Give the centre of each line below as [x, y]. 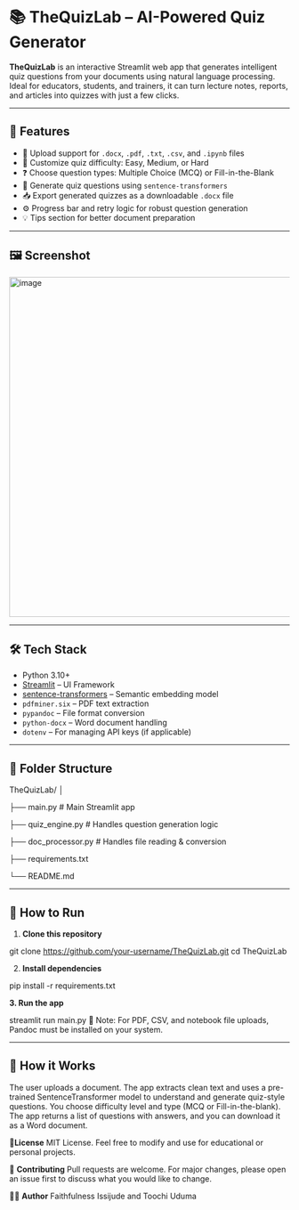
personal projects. [42, 1152]
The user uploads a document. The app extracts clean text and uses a [138, 1087]
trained [22, 1097]
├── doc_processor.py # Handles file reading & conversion [118, 841]
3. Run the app [36, 1003]
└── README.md [42, 876]
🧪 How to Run [47, 912]
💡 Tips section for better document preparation [109, 217]
